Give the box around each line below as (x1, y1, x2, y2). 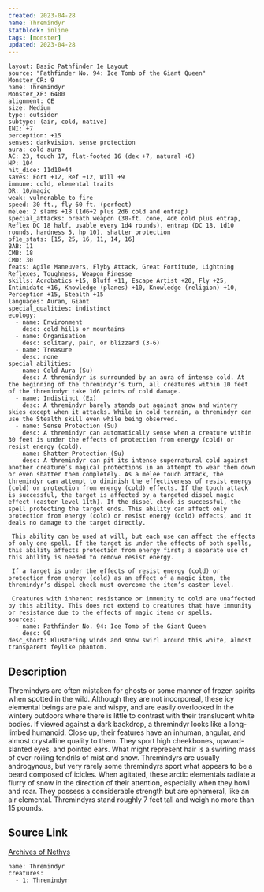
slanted (8, 744, 33, 754)
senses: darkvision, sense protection (8, 139, 136, 147)
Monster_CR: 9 (8, 77, 55, 85)
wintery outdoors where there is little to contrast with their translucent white (8, 710, 255, 720)
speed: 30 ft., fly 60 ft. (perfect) (8, 201, 132, 209)
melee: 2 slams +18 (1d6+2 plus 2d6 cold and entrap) (8, 208, 189, 216)
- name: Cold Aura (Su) (15, 367, 93, 375)
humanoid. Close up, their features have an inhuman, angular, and (32, 728, 246, 737)
